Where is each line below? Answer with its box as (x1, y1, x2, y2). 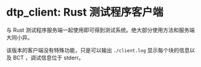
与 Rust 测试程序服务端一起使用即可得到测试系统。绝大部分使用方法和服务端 (6, 26, 195, 33)
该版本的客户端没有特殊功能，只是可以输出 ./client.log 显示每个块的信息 (6, 46, 190, 54)
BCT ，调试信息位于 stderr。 (13, 54, 85, 61)
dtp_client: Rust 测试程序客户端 (6, 5, 164, 19)
